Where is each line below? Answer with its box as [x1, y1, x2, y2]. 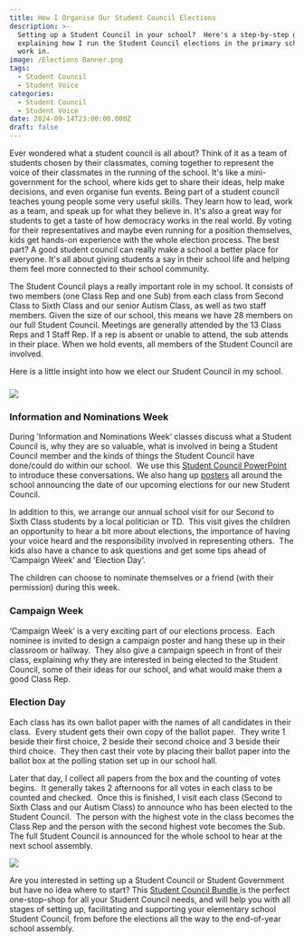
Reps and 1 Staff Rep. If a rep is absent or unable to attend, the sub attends [9, 329, 289, 340]
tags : [9, 64, 30, 73]
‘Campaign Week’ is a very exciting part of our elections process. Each [9, 625, 276, 636]
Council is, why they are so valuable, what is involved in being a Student [9, 441, 279, 452]
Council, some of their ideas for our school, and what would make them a [9, 664, 282, 675]
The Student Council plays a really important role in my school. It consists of [9, 281, 294, 291]
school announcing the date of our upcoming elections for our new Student [9, 480, 290, 491]
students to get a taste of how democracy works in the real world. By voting [9, 215, 292, 226]
